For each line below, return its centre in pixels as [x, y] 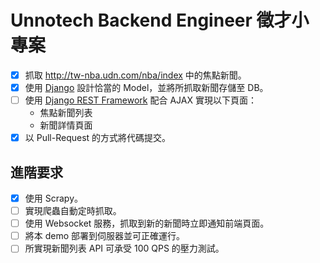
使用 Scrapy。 [53, 198]
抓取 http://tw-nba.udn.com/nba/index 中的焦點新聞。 [135, 75]
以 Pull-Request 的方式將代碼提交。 [98, 138]
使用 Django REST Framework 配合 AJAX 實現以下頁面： [140, 100]
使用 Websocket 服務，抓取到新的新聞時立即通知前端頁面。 [147, 223]
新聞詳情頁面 [66, 125]
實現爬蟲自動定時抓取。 [73, 211]
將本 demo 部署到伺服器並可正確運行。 [105, 236]
